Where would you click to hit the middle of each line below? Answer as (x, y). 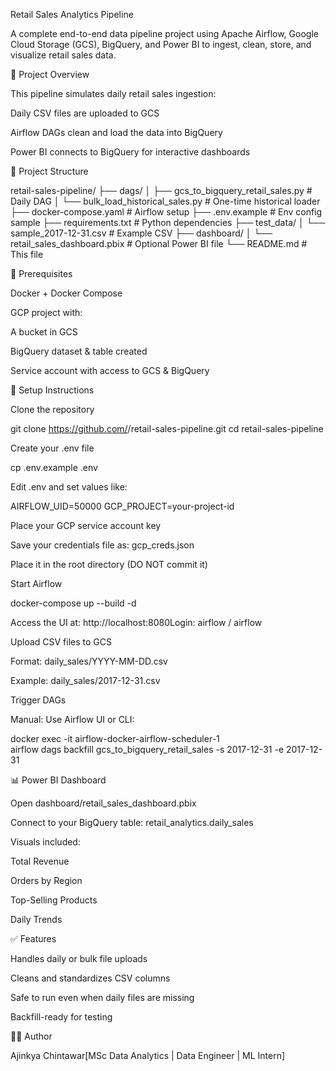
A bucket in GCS (44, 332)
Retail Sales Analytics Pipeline (72, 14)
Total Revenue (40, 861)
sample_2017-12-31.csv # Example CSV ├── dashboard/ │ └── (141, 233)
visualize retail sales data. (63, 55)
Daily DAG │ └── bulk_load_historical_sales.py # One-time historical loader (165, 201)
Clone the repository (52, 409)
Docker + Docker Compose (66, 293)
